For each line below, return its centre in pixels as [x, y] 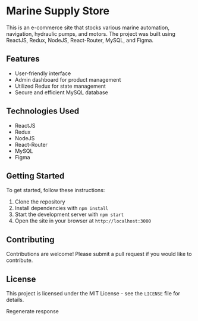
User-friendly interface [43, 73]
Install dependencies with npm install [62, 208]
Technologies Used [43, 111]
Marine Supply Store [58, 11]
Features [23, 59]
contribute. [20, 260]
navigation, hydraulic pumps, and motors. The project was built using [91, 33]
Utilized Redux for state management [60, 86]
